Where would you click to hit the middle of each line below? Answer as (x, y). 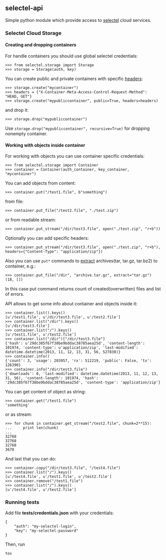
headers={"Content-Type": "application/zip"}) (54, 252)
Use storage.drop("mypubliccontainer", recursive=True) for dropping (78, 128)
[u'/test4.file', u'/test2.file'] (41, 490)
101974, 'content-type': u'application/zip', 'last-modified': (72, 348)
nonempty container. (27, 133)
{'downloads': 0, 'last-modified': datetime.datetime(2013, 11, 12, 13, (82, 374)
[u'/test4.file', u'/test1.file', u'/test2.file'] (58, 477)
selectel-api (24, 8)
